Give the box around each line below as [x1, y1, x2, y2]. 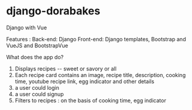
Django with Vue [6, 24, 47, 31]
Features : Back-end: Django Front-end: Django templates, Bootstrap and [6, 35, 187, 42]
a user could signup [14, 90, 64, 97]
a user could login [14, 84, 60, 91]
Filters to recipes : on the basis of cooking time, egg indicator [14, 97, 166, 104]
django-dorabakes [6, 4, 100, 18]
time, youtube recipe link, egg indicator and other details [14, 78, 154, 85]
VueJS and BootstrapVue [6, 42, 69, 49]
